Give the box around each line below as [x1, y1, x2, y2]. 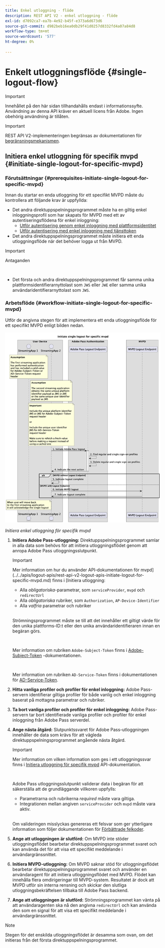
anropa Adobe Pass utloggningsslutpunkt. [12, 548, 98, 554]
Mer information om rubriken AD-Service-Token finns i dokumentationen [12, 672, 158, 677]
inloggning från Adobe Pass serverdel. [12, 717, 91, 723]
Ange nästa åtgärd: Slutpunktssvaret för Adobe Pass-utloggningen [12, 727, 149, 733]
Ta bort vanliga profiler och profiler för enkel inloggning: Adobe [12, 707, 144, 713]
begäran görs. [12, 628, 41, 634]
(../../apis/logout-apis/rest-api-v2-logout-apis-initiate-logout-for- [12, 572, 144, 578]
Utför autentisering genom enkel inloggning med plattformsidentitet [19, 223, 157, 228]
